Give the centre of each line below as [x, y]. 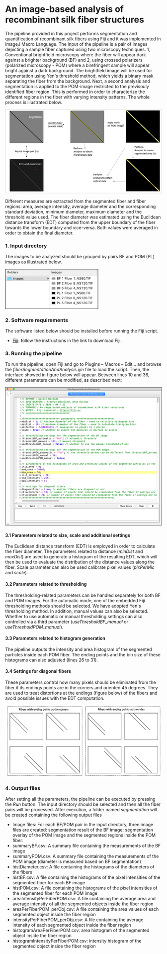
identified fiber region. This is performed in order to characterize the [75, 92]
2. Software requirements [37, 320]
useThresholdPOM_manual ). [34, 627]
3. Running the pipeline [34, 353]
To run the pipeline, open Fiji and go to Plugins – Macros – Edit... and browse [83, 364]
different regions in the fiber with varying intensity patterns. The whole [78, 97]
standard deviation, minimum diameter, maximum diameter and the [74, 212]
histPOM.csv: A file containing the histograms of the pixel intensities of [85, 888]
